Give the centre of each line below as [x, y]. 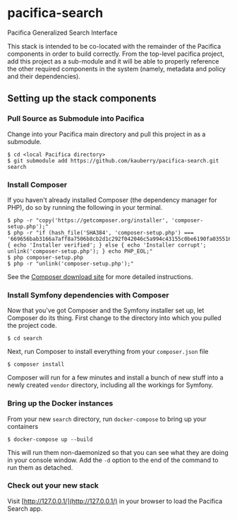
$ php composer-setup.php [45, 257]
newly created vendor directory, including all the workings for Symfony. [110, 385]
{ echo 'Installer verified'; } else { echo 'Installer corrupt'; [107, 245]
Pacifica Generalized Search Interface [62, 32]
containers [23, 426]
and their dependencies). [44, 76]
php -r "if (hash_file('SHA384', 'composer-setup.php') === [104, 232]
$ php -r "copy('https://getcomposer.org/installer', [88, 220]
